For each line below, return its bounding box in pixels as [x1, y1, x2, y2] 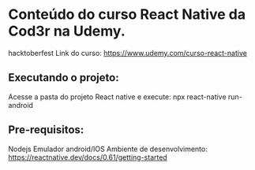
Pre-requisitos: [8, 124, 84, 137]
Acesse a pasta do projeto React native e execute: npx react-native [8, 92, 227, 102]
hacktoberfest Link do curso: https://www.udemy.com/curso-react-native [8, 48, 247, 57]
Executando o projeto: [8, 71, 120, 84]
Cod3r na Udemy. [8, 22, 126, 40]
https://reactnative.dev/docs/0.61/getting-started [8, 152, 167, 162]
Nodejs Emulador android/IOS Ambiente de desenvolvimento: [8, 144, 208, 153]
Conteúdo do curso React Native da [8, 6, 246, 24]
